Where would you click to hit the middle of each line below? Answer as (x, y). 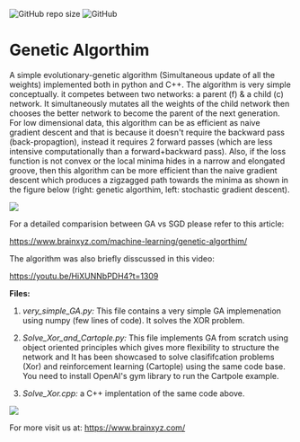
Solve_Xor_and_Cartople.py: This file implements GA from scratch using (155, 338)
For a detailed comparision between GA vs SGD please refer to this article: (147, 224)
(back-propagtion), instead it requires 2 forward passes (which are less (141, 141)
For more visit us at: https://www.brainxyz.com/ (97, 428)
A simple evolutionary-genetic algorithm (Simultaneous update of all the (142, 75)
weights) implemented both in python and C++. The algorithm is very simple (150, 84)
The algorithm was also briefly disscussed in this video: (112, 258)
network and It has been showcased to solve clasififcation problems (148, 357)
